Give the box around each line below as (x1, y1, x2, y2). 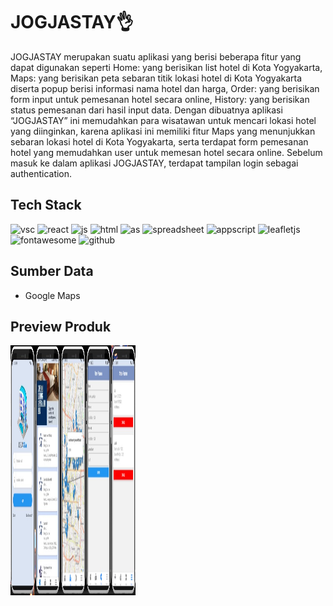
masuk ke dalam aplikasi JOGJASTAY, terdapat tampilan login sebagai (10, 157, 299, 169)
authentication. (10, 167, 73, 179)
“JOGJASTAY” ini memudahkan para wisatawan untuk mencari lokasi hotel (10, 114, 317, 126)
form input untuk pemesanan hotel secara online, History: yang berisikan (10, 93, 310, 105)
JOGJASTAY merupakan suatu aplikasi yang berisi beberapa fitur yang (10, 50, 302, 63)
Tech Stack (10, 197, 82, 214)
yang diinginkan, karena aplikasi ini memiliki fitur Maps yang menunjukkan (10, 125, 316, 137)
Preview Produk (10, 318, 112, 335)
